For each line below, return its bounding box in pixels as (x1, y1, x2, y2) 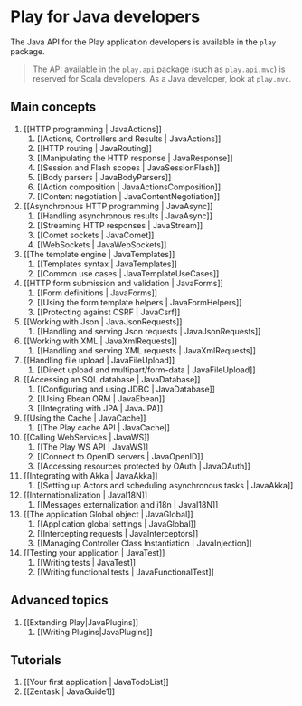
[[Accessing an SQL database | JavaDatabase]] (23, 373, 201, 384)
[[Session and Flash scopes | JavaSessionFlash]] (36, 161, 221, 173)
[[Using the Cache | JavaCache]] (23, 412, 146, 423)
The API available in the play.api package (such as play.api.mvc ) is (32, 63, 286, 74)
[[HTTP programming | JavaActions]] (23, 123, 162, 134)
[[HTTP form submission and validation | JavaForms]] (23, 277, 224, 288)
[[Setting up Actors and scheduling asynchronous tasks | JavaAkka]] (36, 479, 294, 490)
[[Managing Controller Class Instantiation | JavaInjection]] (36, 537, 252, 548)
